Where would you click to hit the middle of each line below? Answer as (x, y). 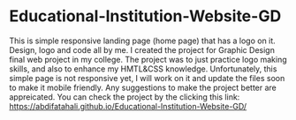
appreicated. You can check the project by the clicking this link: (125, 97)
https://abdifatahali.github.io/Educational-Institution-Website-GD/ (128, 106)
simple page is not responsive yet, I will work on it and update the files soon (147, 78)
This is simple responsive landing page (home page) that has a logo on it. (142, 41)
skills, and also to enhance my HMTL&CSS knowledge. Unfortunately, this (143, 69)
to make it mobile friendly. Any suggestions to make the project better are (143, 87)
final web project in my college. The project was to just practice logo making (148, 59)
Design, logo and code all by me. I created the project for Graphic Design (142, 49)
